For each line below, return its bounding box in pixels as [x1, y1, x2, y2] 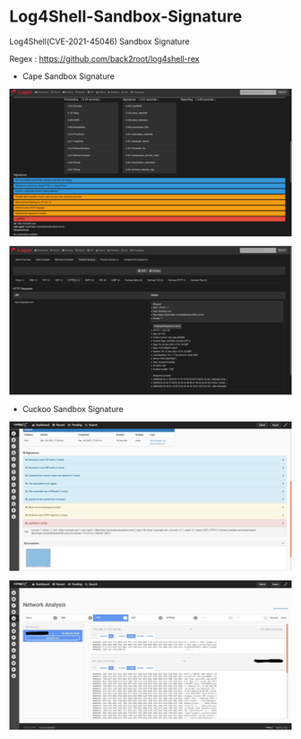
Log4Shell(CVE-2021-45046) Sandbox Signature [9, 36, 190, 47]
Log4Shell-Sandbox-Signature [9, 6, 243, 27]
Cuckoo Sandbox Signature [21, 403, 124, 414]
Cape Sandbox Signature [21, 70, 115, 82]
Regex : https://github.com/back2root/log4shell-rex [9, 53, 200, 64]
